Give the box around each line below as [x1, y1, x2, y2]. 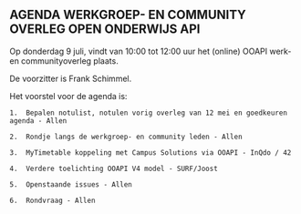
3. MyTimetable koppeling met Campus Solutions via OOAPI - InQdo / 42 [9, 148, 292, 158]
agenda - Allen [9, 116, 67, 126]
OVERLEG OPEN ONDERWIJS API [9, 22, 201, 37]
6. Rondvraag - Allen [9, 196, 96, 205]
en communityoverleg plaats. [9, 55, 119, 66]
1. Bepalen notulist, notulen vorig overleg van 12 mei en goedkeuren [9, 108, 287, 117]
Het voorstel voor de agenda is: [9, 90, 128, 101]
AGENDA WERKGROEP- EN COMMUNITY [9, 7, 246, 23]
